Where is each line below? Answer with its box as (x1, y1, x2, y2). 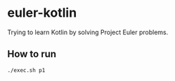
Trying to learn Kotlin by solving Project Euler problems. (7, 28, 169, 36)
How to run (7, 48, 57, 60)
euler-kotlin (7, 5, 77, 21)
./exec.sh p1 (7, 66, 46, 74)
